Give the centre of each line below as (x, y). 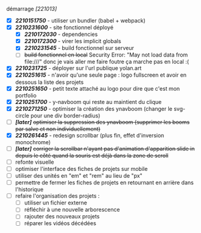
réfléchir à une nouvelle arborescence (72, 210)
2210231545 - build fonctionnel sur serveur (79, 48)
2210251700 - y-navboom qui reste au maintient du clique (88, 102)
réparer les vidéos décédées (60, 223)
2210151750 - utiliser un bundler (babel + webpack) (80, 20)
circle (22, 116)
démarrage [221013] (32, 9)
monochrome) (33, 142)
